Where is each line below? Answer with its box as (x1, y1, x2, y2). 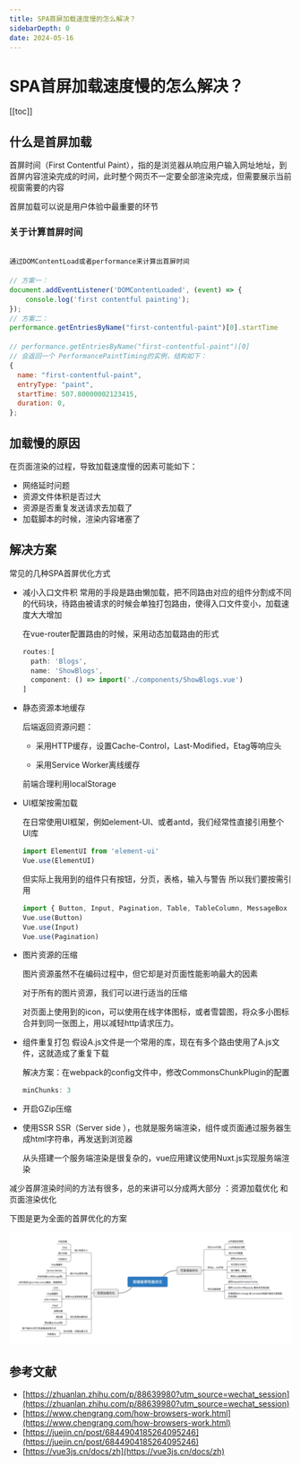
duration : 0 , (17, 399, 66, 408)
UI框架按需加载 (21, 797, 78, 808)
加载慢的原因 (9, 435, 81, 451)
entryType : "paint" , (17, 380, 94, 389)
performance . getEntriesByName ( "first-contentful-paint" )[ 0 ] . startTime (9, 323, 279, 332)
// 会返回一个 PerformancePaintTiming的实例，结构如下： (9, 352, 208, 361)
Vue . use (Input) (21, 923, 80, 932)
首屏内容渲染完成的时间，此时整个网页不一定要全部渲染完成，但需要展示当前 (9, 171, 292, 182)
